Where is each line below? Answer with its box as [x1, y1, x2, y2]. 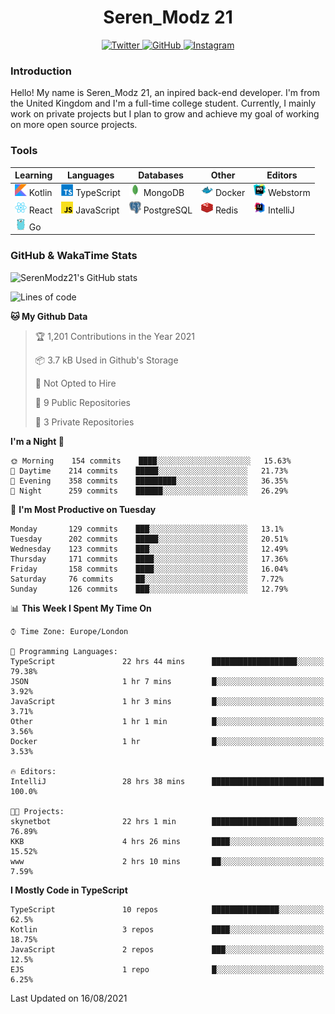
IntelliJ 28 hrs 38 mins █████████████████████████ [10, 776, 325, 786]
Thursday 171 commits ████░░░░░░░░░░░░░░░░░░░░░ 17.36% [10, 554, 288, 564]
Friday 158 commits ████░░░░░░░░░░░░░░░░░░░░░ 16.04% [10, 564, 288, 574]
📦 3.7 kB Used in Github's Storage [34, 354, 179, 366]
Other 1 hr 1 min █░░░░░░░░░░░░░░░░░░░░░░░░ [10, 716, 325, 726]
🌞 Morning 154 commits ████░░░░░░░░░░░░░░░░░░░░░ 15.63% [10, 456, 292, 466]
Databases [138, 169, 184, 181]
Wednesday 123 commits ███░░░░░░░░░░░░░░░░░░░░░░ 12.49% [10, 544, 288, 554]
